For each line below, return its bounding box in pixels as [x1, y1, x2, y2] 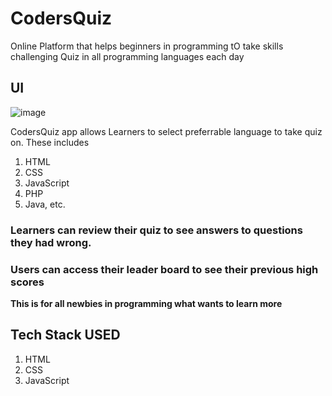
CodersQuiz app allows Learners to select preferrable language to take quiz [10, 125, 323, 137]
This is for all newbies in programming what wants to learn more [10, 297, 283, 309]
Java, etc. [24, 198, 66, 210]
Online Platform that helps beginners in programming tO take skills [10, 40, 284, 52]
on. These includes [10, 136, 90, 148]
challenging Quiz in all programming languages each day [10, 50, 245, 62]
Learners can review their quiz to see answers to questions [10, 223, 303, 237]
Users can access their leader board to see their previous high [10, 262, 319, 276]
